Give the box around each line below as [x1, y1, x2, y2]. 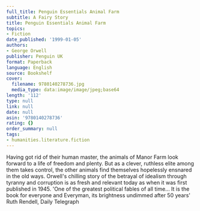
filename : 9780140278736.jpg [11, 82, 85, 88]
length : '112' [6, 92, 42, 98]
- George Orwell [6, 48, 47, 54]
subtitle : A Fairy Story [6, 14, 68, 20]
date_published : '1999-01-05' [6, 37, 82, 43]
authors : [6, 43, 28, 49]
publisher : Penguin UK [6, 53, 63, 59]
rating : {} [6, 120, 34, 126]
